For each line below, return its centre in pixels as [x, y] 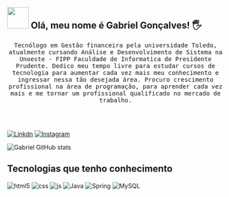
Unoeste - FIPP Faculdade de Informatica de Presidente [116, 59]
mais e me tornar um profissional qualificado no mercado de [116, 93]
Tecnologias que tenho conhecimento [90, 169]
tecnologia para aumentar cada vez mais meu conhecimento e [116, 72]
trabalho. [116, 100]
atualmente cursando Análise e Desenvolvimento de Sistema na [116, 52]
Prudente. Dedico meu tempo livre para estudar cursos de [116, 66]
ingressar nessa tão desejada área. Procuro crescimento [116, 79]
